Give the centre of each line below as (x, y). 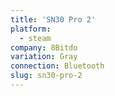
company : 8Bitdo (44, 47)
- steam (35, 38)
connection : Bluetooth (57, 66)
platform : (31, 29)
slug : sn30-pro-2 (46, 76)
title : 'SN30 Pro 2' (53, 19)
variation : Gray (44, 57)
